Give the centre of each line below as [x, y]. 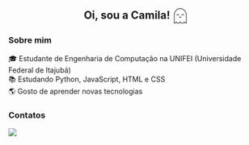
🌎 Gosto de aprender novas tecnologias [76, 91]
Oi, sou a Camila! [127, 16]
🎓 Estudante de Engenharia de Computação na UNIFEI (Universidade [125, 58]
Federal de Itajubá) [40, 70]
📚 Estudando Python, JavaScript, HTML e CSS [87, 79]
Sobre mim [30, 40]
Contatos [27, 115]
